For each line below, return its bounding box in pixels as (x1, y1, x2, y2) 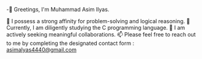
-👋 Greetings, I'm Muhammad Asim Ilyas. (6, 6, 110, 13)
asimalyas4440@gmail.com (6, 46, 77, 53)
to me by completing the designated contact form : (6, 40, 135, 47)
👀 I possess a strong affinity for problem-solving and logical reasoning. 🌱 (6, 18, 190, 24)
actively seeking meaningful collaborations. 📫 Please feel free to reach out (6, 31, 196, 38)
